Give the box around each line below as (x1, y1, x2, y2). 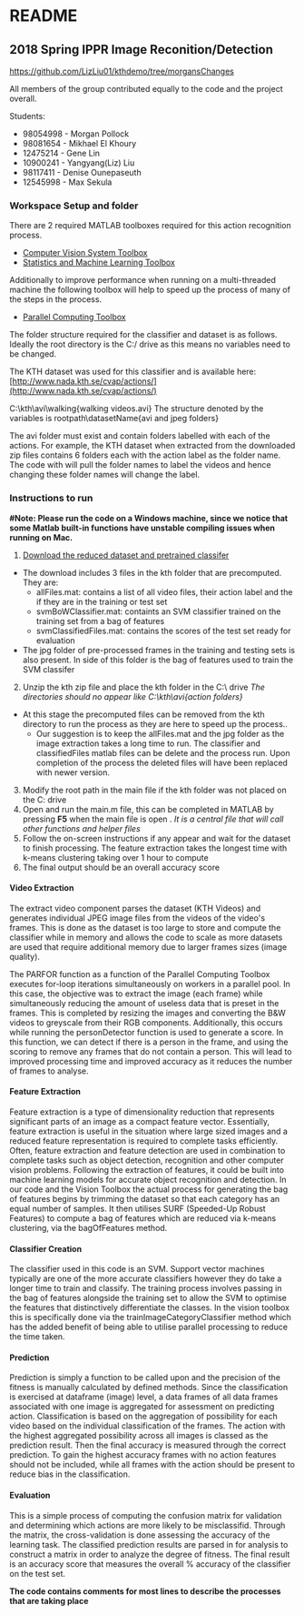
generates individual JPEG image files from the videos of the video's (9, 912, 266, 924)
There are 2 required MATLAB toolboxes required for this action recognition (9, 220, 292, 231)
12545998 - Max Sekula (22, 177, 113, 187)
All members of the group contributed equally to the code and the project (9, 84, 283, 94)
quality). (9, 951, 41, 962)
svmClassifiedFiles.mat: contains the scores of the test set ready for (35, 625, 291, 636)
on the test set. (9, 1568, 66, 1579)
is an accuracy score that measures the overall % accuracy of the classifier (9, 1558, 291, 1570)
